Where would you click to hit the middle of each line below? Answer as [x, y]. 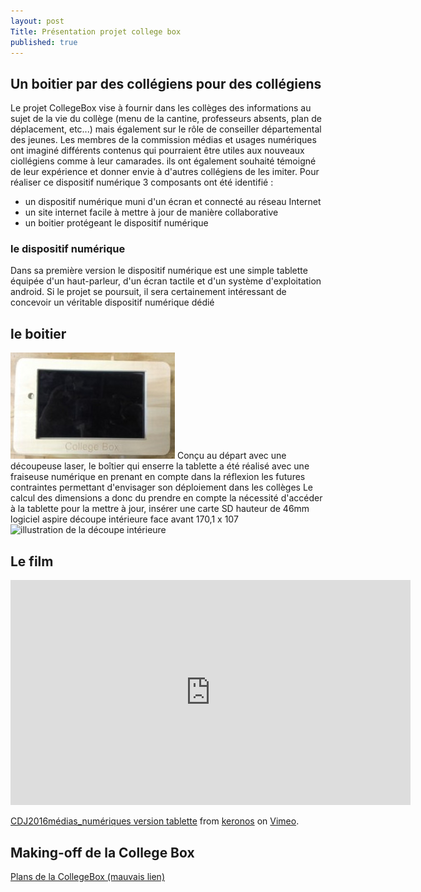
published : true [44, 42]
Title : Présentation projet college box [96, 31]
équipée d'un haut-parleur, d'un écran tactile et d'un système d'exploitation [166, 281]
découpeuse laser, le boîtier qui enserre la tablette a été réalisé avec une [160, 466]
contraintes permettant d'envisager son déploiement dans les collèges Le [162, 487]
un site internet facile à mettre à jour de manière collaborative [151, 212]
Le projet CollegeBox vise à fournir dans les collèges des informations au [161, 108]
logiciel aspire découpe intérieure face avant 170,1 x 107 [124, 519]
